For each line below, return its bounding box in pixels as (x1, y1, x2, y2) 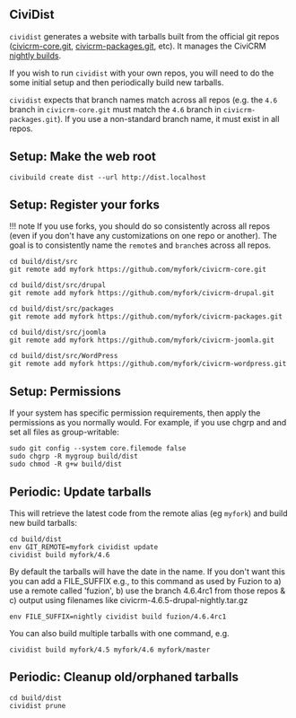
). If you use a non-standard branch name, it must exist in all (57, 113, 280, 124)
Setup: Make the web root (9, 149, 157, 164)
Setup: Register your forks (9, 197, 160, 213)
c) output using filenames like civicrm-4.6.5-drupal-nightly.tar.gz (9, 595, 248, 606)
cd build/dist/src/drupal (9, 281, 106, 290)
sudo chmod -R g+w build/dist (9, 460, 123, 469)
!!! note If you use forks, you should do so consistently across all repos (9, 221, 271, 232)
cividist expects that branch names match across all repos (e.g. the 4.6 (9, 94, 278, 105)
